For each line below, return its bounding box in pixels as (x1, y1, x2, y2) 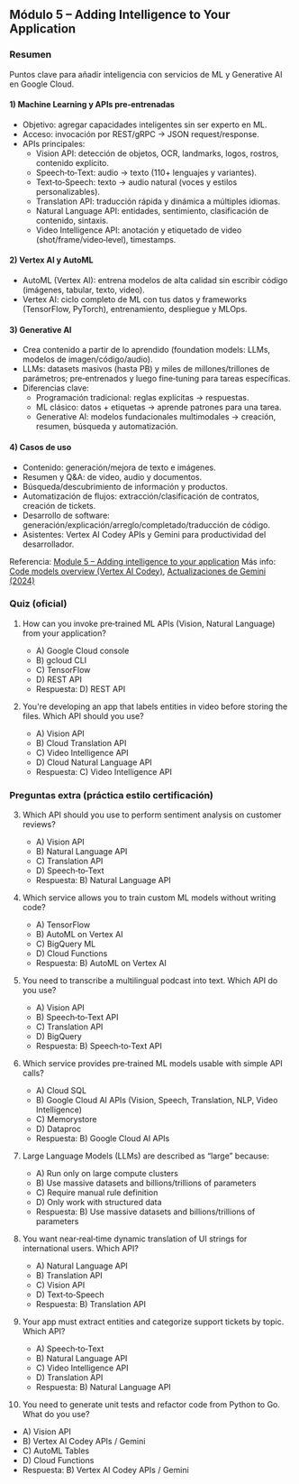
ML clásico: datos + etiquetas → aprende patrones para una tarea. (35, 401, 282, 413)
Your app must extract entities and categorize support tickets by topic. (22, 1316, 285, 1327)
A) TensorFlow (35, 919, 91, 930)
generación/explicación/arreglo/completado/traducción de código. (22, 519, 271, 530)
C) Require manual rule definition (35, 1187, 159, 1198)
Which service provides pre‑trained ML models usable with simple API (22, 1058, 284, 1069)
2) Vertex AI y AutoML (9, 254, 94, 265)
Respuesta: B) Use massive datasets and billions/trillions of (35, 1206, 256, 1217)
